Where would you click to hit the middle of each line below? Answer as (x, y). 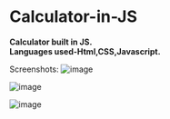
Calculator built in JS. (51, 42)
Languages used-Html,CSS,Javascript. (85, 51)
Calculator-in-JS (74, 17)
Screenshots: (34, 69)
